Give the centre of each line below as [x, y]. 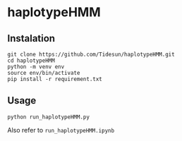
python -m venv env [36, 67]
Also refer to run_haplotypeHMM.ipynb [61, 130]
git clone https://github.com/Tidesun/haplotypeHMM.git [91, 54]
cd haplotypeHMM [31, 61]
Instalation [31, 38]
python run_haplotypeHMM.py [49, 117]
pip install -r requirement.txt [55, 79]
